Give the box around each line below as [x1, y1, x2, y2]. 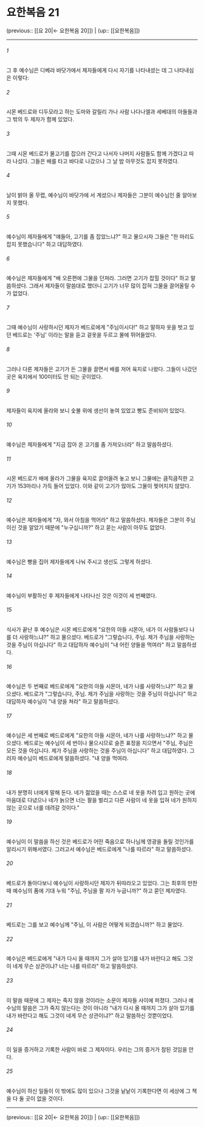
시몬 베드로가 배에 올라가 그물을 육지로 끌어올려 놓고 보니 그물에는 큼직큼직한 [6, 475, 188, 482]
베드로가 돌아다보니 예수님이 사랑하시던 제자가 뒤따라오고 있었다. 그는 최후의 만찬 [6, 880, 198, 886]
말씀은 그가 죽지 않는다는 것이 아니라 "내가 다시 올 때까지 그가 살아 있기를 [22, 1004, 195, 1011]
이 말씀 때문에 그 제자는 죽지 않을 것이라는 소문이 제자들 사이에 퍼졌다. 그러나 [6, 997, 188, 1004]
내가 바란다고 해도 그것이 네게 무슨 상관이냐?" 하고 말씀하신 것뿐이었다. [6, 1012, 174, 1019]
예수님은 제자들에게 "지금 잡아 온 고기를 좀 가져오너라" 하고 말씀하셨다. [6, 440, 173, 448]
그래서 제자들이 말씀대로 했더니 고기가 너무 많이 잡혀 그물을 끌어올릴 [29, 282, 189, 289]
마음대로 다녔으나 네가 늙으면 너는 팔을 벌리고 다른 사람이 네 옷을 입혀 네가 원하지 [6, 796, 197, 804]
